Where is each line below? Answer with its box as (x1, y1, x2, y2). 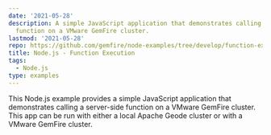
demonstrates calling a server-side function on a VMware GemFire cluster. (8, 102, 256, 112)
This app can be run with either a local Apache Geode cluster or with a (8, 110, 244, 121)
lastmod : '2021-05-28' (8, 34, 85, 43)
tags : (8, 57, 27, 65)
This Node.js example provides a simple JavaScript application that (8, 93, 231, 103)
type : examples (8, 72, 60, 80)
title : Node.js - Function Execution (8, 49, 135, 57)
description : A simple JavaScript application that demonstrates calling (8, 19, 262, 27)
